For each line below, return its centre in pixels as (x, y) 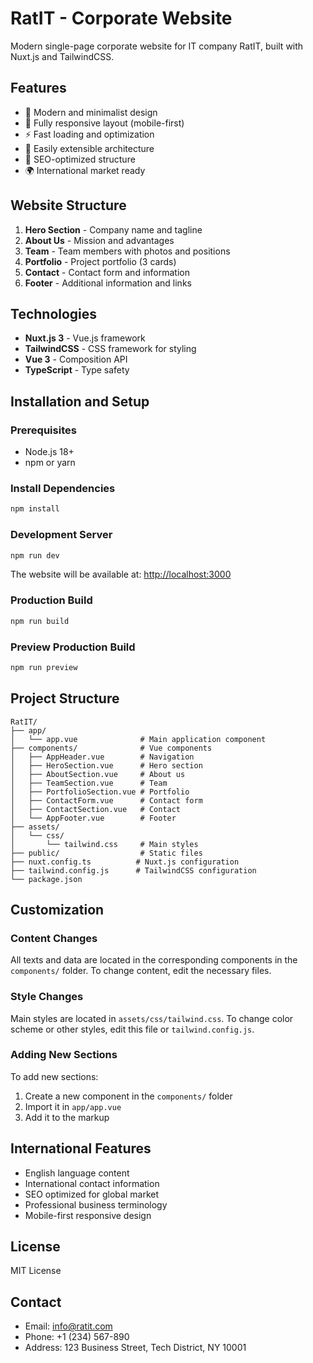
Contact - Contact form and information (107, 272)
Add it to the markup (67, 1117)
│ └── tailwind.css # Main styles (104, 844)
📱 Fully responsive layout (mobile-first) (104, 123)
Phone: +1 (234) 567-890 (77, 1337)
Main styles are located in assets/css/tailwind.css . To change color (152, 1018)
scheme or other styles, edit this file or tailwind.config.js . (132, 1029)
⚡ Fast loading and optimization (89, 134)
